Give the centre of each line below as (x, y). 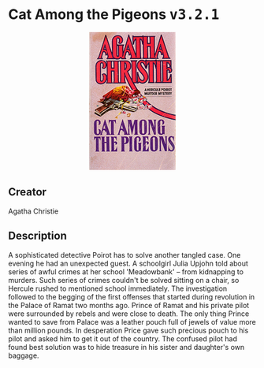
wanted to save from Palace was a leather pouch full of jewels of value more (132, 322)
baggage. (24, 355)
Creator (28, 192)
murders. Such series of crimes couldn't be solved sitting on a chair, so (124, 280)
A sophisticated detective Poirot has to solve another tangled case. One (125, 255)
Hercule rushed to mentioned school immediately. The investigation (118, 288)
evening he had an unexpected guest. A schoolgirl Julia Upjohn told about (128, 263)
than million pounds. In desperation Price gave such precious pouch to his (128, 330)
